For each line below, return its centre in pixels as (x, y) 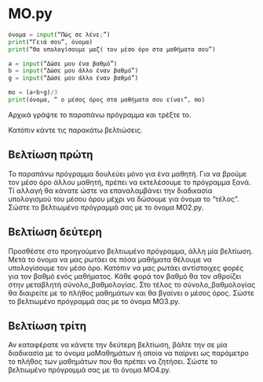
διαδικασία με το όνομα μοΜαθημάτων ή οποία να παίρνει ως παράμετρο (128, 353)
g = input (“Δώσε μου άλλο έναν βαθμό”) (73, 78)
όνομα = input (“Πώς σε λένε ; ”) (59, 35)
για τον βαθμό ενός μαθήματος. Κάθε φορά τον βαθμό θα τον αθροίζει (125, 276)
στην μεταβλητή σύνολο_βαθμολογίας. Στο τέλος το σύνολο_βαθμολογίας (132, 284)
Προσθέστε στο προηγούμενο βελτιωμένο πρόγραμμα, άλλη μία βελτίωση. (131, 251)
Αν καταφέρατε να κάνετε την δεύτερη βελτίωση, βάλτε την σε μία (118, 345)
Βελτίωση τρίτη (47, 326)
